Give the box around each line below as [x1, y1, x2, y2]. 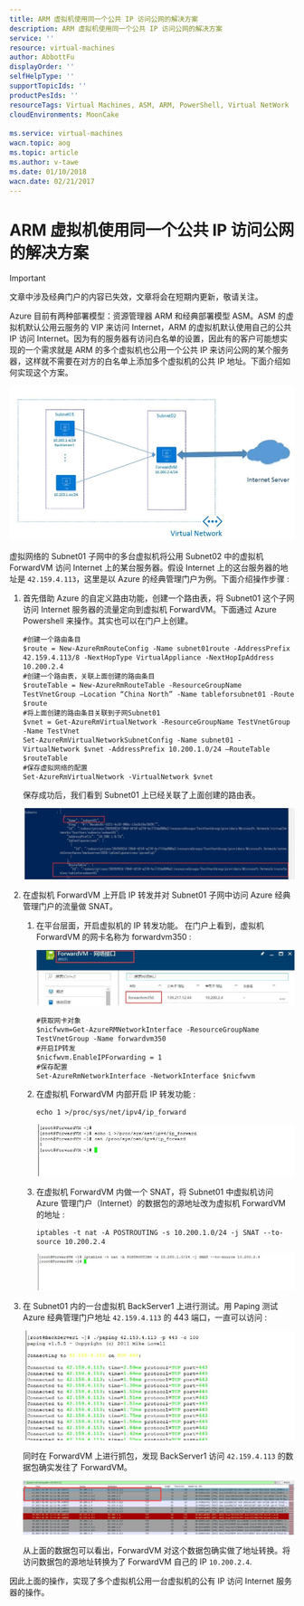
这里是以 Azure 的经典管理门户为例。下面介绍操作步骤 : [83, 574, 290, 584]
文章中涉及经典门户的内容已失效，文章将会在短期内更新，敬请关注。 [9, 291, 263, 302]
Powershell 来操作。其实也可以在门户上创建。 [22, 615, 193, 626]
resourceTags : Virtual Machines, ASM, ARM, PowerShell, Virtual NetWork [9, 100, 290, 109]
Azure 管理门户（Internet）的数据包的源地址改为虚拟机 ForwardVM [35, 1197, 287, 1208]
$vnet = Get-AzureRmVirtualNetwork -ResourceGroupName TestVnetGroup [22, 717, 291, 727]
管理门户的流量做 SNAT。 [22, 900, 118, 911]
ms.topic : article [9, 148, 79, 157]
